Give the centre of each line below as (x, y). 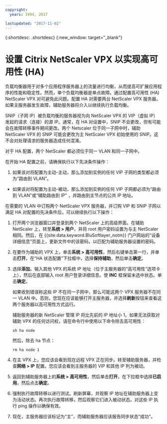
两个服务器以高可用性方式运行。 (45, 304)
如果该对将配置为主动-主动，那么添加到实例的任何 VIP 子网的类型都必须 (85, 172)
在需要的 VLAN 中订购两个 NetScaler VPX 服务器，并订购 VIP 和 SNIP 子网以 (83, 206)
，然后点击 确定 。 (34, 383)
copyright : (16, 10)
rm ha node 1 (26, 350)
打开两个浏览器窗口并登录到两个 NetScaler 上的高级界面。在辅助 (78, 223)
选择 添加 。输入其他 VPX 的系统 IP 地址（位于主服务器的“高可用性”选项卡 (86, 269)
